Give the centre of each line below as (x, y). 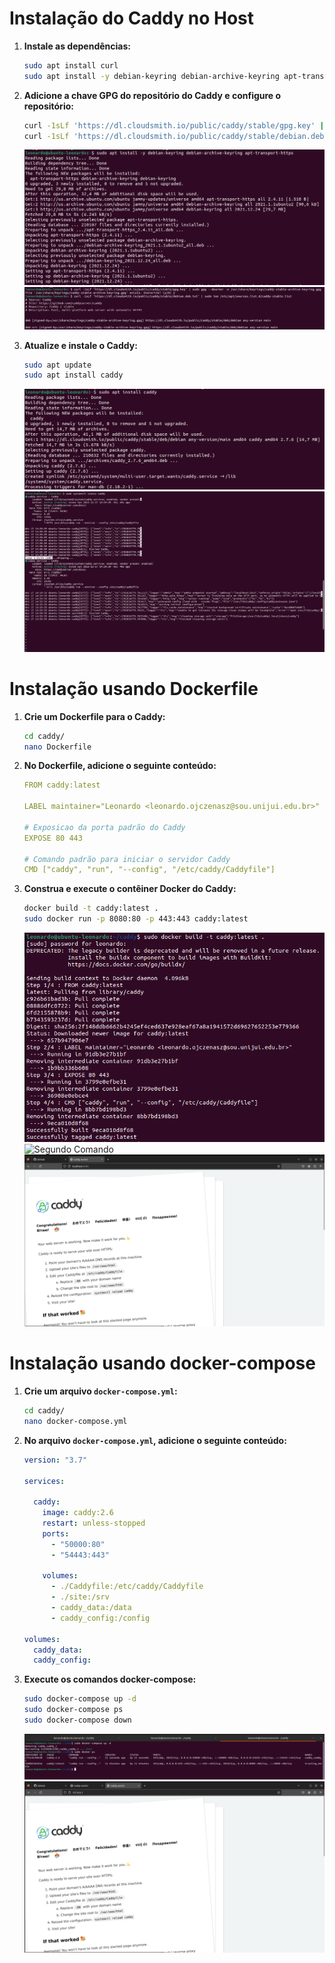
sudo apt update (57, 365)
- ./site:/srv (80, 1597)
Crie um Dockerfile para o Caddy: (94, 716)
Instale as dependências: (77, 46)
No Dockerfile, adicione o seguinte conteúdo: (120, 766)
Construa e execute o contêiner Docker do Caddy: (130, 889)
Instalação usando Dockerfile (134, 688)
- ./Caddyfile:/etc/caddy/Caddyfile (127, 1587)
